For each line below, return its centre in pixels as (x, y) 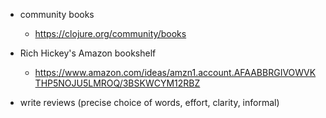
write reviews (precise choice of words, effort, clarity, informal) (149, 102)
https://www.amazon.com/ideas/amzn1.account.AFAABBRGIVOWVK (175, 72)
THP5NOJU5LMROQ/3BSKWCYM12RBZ (117, 83)
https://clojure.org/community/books (110, 33)
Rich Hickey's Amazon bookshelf (88, 53)
